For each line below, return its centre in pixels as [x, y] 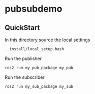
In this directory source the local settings [47, 40]
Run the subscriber [25, 77]
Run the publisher [23, 58]
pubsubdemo [34, 9]
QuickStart [22, 28]
